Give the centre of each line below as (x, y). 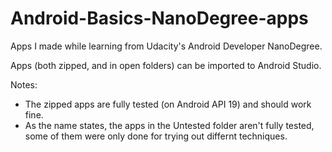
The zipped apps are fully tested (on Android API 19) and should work (168, 104)
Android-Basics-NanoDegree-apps (159, 18)
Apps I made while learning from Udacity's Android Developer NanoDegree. (166, 46)
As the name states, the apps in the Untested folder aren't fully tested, (169, 125)
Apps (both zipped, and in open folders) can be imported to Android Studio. (166, 65)
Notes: (24, 84)
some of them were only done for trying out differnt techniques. (156, 136)
